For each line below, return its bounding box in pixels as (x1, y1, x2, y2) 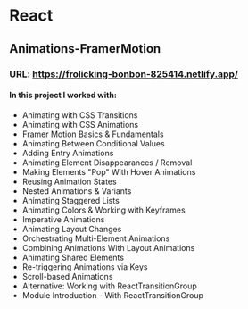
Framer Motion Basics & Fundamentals (21, 129, 164, 139)
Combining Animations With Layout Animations (21, 242, 195, 253)
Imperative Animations (21, 213, 105, 224)
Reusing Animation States (21, 176, 118, 187)
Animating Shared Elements (21, 252, 125, 263)
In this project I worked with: (9, 90, 118, 101)
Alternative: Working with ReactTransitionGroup (21, 280, 198, 291)
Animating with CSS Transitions (21, 109, 138, 121)
